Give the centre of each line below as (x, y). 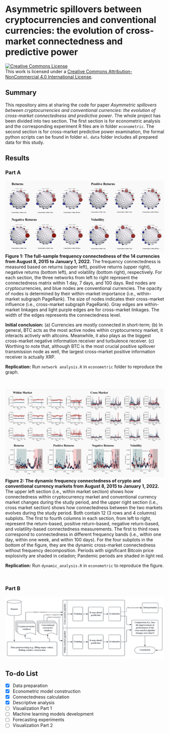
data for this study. (25, 142)
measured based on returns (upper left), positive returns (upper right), (78, 267)
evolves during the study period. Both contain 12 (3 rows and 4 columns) (81, 513)
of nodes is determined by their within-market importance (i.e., (71, 293)
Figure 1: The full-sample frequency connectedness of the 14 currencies (82, 256)
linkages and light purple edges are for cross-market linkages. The (90, 310)
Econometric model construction (46, 691)
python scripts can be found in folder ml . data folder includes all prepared (81, 137)
